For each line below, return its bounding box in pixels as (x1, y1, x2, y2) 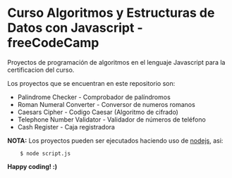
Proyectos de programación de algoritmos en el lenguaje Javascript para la (7, 58, 226, 66)
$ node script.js (20, 150, 71, 157)
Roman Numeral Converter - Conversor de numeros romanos (17, 100, 195, 108)
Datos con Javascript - (7, 20, 143, 36)
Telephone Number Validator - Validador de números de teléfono (17, 115, 206, 124)
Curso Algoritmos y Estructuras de (7, 5, 215, 21)
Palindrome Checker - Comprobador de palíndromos (17, 93, 171, 101)
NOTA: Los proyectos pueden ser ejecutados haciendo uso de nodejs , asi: (7, 136, 224, 145)
